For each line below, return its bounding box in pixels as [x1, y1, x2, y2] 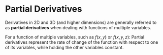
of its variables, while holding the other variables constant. [5, 44, 124, 50]
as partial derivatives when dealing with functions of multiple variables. [5, 24, 152, 30]
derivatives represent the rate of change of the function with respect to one [5, 39, 159, 45]
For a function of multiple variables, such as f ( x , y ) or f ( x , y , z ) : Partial [5, 34, 144, 40]
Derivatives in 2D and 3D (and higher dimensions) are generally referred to [5, 19, 157, 25]
